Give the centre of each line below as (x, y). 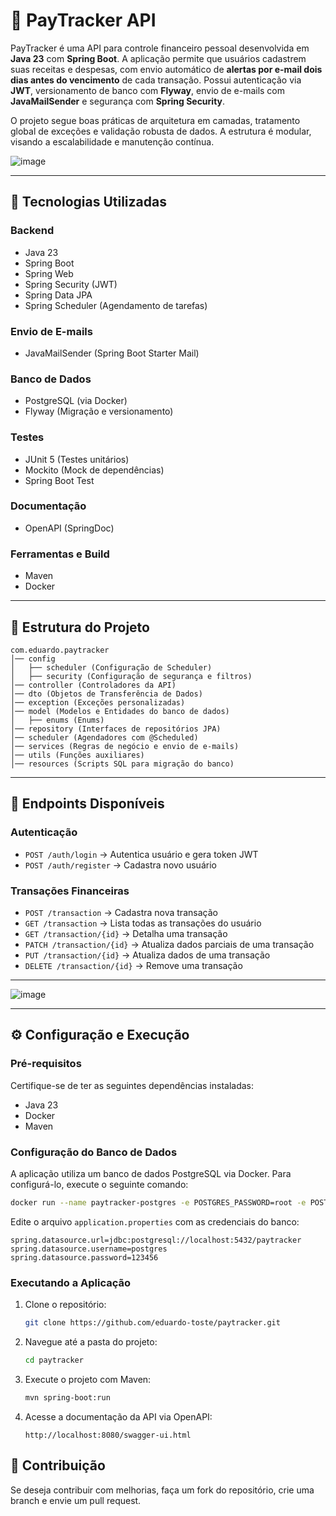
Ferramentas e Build (60, 554)
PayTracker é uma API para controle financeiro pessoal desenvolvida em (160, 48)
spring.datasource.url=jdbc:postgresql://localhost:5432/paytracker (156, 1240)
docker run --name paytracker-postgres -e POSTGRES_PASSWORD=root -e (158, 1202)
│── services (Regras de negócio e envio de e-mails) (125, 746)
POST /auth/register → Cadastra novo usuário (120, 865)
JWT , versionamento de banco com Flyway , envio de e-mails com (148, 90)
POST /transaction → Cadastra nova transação (121, 912)
